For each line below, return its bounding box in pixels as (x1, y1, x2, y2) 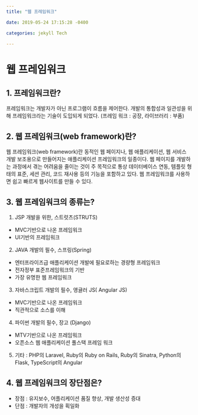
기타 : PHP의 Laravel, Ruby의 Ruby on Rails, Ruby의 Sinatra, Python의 (14, 352, 181, 359)
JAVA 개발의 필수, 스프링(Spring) (14, 247, 92, 253)
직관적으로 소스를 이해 (14, 307, 66, 313)
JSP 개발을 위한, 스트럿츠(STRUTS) (14, 214, 98, 221)
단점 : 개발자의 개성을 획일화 (14, 402, 80, 409)
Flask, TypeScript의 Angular (14, 359, 83, 366)
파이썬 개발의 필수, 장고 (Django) (14, 319, 92, 326)
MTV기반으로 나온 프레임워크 (14, 331, 82, 339)
